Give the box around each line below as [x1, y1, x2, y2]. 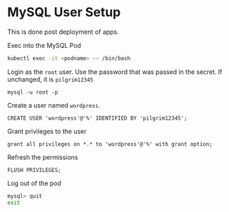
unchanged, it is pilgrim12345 [7, 75, 94, 83]
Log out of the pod [7, 179, 62, 187]
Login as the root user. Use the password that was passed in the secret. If [7, 68, 223, 76]
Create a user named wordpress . [7, 101, 101, 109]
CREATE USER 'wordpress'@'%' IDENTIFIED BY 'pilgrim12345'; [7, 114, 188, 122]
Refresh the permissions [7, 153, 79, 161]
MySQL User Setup [7, 4, 121, 20]
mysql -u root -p [7, 89, 58, 96]
